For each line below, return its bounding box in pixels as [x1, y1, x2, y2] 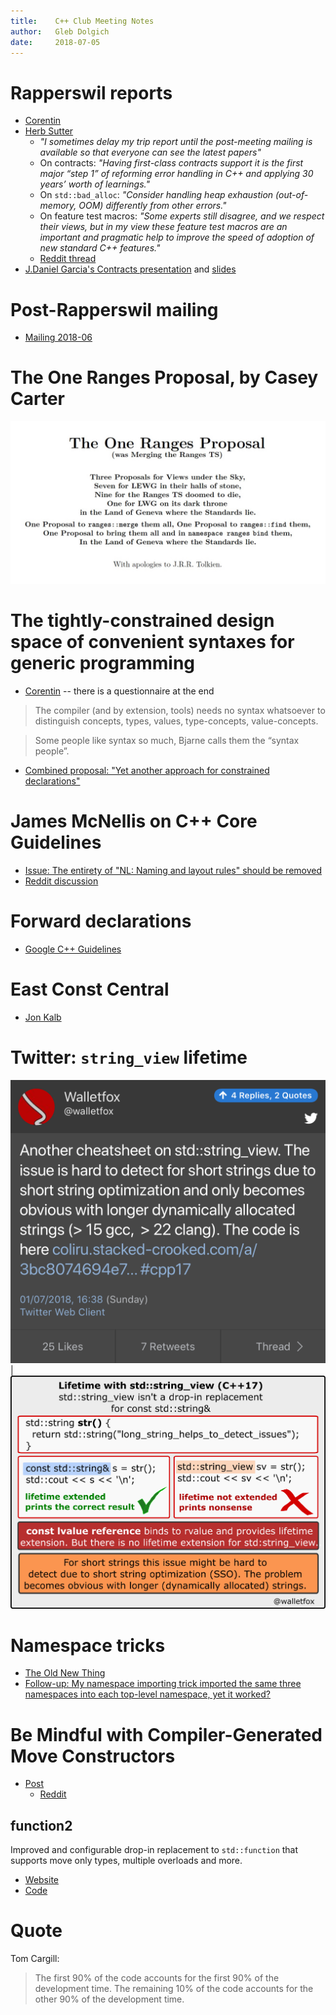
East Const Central [10, 978, 170, 1001]
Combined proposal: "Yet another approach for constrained [24, 765, 270, 776]
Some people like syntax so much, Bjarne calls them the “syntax [34, 735, 300, 746]
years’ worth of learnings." [39, 178, 150, 190]
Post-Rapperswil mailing [10, 298, 219, 321]
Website [24, 1874, 60, 1886]
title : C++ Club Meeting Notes [10, 16, 155, 26]
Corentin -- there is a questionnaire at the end [24, 685, 215, 697]
